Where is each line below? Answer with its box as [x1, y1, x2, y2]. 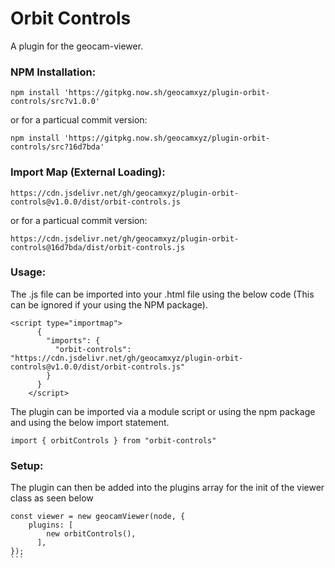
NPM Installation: [10, 65, 97, 79]
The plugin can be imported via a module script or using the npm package [10, 405, 316, 417]
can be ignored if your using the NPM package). [10, 298, 208, 311]
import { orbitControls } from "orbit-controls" [10, 435, 217, 446]
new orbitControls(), [46, 529, 137, 539]
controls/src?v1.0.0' [10, 97, 101, 107]
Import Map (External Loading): [10, 165, 166, 179]
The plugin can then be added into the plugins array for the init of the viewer [10, 482, 325, 494]
